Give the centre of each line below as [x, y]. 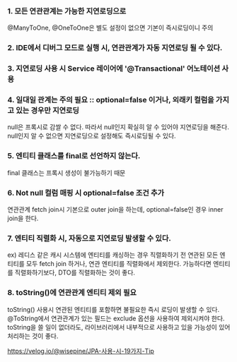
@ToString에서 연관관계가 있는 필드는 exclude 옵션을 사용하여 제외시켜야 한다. [116, 318]
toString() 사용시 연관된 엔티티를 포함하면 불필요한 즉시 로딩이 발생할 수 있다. [114, 309]
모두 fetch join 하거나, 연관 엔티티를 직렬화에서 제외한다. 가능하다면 [119, 264]
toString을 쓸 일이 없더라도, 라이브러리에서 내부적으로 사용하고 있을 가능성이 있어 [119, 327]
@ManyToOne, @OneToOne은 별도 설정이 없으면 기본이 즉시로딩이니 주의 [110, 28]
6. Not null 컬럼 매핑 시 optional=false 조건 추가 [86, 193]
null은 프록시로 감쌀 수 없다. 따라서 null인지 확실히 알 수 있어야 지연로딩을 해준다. [118, 127]
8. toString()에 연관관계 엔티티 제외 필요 [72, 293]
